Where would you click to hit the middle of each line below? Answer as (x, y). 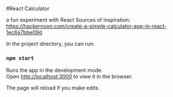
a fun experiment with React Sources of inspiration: (68, 20)
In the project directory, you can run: (50, 44)
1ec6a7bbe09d (24, 32)
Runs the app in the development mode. (54, 71)
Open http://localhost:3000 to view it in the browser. (69, 76)
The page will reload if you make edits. (53, 88)
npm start (20, 58)
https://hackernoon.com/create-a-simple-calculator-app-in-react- (86, 26)
